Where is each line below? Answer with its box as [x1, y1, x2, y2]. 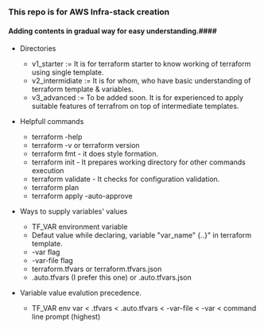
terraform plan [31, 183, 80, 192]
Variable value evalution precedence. [19, 288, 142, 298]
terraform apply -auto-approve [31, 192, 133, 201]
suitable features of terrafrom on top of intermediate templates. [31, 102, 239, 111]
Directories [19, 44, 56, 53]
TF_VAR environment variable [31, 222, 128, 232]
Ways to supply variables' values [19, 207, 128, 216]
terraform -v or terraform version [31, 141, 141, 150]
